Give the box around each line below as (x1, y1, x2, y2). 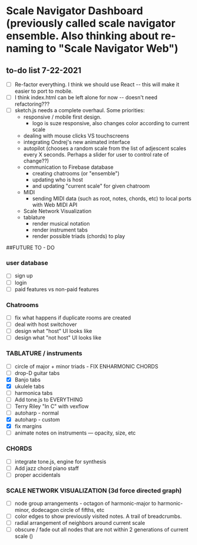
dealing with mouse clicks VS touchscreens (23, 132, 129, 139)
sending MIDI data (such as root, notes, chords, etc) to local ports (32, 195, 192, 202)
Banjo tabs (14, 376, 41, 383)
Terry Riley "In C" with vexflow (14, 403, 89, 410)
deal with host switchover (14, 321, 78, 328)
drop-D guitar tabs (14, 369, 60, 376)
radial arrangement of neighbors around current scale (14, 520, 145, 527)
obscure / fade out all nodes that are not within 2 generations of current (14, 526, 189, 533)
